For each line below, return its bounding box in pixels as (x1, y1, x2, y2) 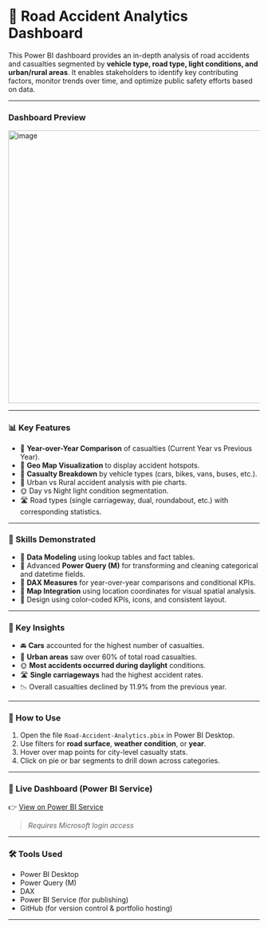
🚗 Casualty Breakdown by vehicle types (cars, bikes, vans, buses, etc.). (19, 468, 258, 478)
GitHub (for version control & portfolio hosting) (19, 903, 173, 913)
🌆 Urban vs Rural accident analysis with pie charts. (19, 477, 187, 487)
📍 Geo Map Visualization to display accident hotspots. (19, 460, 200, 470)
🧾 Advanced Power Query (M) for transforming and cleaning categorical (19, 560, 258, 570)
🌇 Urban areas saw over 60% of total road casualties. (19, 652, 197, 661)
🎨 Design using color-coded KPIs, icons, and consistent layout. (19, 594, 227, 604)
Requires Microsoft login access (27, 820, 134, 830)
